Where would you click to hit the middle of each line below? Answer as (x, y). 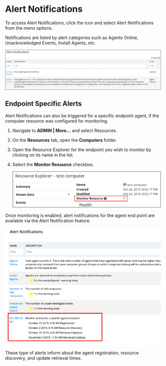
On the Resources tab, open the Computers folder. (64, 140)
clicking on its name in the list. (43, 155)
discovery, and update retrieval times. (43, 358)
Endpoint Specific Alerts (43, 104)
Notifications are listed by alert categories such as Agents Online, (72, 38)
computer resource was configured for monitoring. (57, 121)
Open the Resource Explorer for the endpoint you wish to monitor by (82, 150)
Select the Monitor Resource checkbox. (53, 164)
